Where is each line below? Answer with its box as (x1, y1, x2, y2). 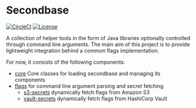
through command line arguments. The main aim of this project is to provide (6, 41, 190, 48)
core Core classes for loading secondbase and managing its (14, 70, 161, 77)
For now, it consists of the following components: (6, 58, 125, 66)
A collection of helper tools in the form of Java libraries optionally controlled (6, 34, 191, 41)
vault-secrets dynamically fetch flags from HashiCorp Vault (23, 95, 168, 102)
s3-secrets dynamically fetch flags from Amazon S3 (23, 89, 150, 96)
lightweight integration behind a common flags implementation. (6, 47, 160, 54)
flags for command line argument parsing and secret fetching (14, 82, 164, 89)
